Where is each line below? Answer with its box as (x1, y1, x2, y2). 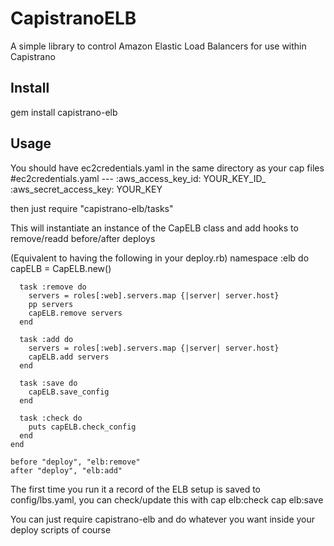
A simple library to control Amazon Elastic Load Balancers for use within (10, 40, 307, 52)
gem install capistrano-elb (10, 106, 118, 118)
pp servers (28, 299, 74, 309)
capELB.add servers (28, 352, 110, 362)
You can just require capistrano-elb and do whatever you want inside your (10, 513, 316, 525)
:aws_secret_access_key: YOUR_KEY (10, 183, 163, 195)
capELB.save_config (28, 387, 110, 397)
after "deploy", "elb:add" (10, 465, 123, 476)
